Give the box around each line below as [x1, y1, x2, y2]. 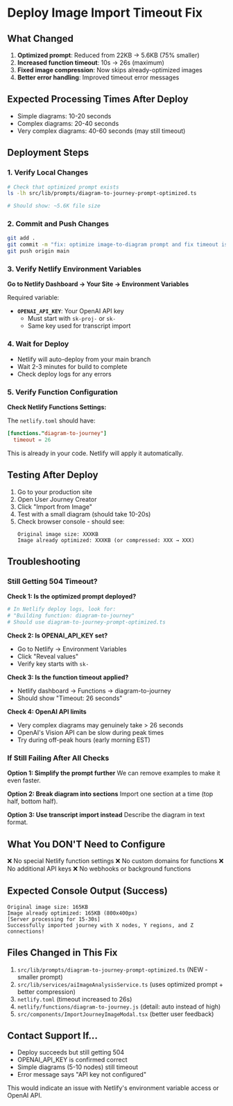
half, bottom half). [7, 797, 58, 805]
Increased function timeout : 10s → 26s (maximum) [17, 58, 165, 67]
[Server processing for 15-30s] [7, 915, 101, 923]
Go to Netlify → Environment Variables [17, 645, 127, 653]
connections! [7, 928, 45, 935]
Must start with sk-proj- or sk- [27, 315, 116, 323]
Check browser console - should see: [17, 517, 125, 526]
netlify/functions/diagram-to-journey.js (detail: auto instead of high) [17, 1002, 221, 1011]
